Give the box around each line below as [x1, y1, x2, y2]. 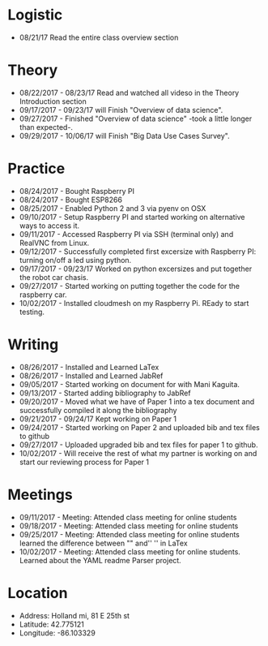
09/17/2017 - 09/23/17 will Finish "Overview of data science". [19, 105, 223, 114]
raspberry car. [19, 290, 67, 299]
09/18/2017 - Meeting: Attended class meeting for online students [19, 521, 239, 531]
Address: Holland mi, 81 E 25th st [19, 610, 130, 620]
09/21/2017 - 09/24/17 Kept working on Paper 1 [19, 414, 177, 424]
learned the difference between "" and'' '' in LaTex [19, 538, 188, 548]
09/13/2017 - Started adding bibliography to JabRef [19, 388, 191, 398]
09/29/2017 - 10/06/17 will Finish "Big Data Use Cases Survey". [19, 131, 230, 140]
